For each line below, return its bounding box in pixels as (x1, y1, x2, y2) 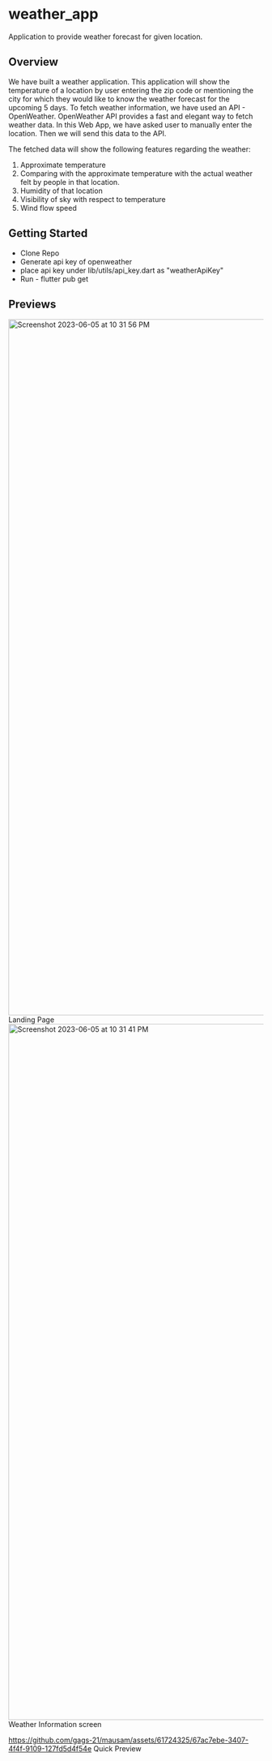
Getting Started (8, 226, 88, 240)
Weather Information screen (8, 1720, 102, 1729)
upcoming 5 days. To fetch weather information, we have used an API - (8, 102, 245, 112)
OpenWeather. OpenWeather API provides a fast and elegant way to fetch (8, 111, 253, 121)
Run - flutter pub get (19, 273, 89, 284)
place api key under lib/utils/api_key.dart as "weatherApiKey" (19, 265, 224, 275)
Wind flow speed (19, 203, 77, 213)
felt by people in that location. (19, 177, 120, 187)
